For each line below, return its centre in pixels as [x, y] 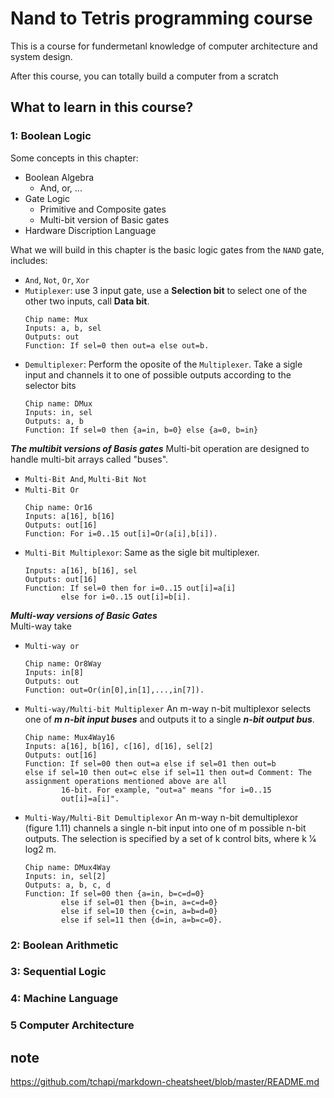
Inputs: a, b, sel [63, 328]
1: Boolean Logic [51, 136]
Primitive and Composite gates [103, 209]
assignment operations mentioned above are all [125, 781]
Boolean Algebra [59, 177]
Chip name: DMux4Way [67, 867]
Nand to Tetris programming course [161, 18]
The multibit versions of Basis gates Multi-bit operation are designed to [160, 448]
